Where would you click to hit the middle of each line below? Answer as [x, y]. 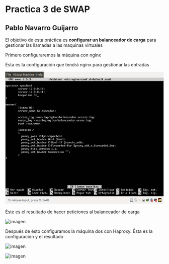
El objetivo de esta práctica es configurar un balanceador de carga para [81, 40]
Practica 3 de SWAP [48, 9]
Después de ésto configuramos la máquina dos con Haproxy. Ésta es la [79, 231]
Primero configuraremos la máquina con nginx [53, 55]
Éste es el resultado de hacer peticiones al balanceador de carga [72, 212]
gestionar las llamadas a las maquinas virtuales [54, 45]
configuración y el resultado [34, 237]
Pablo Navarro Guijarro [42, 28]
